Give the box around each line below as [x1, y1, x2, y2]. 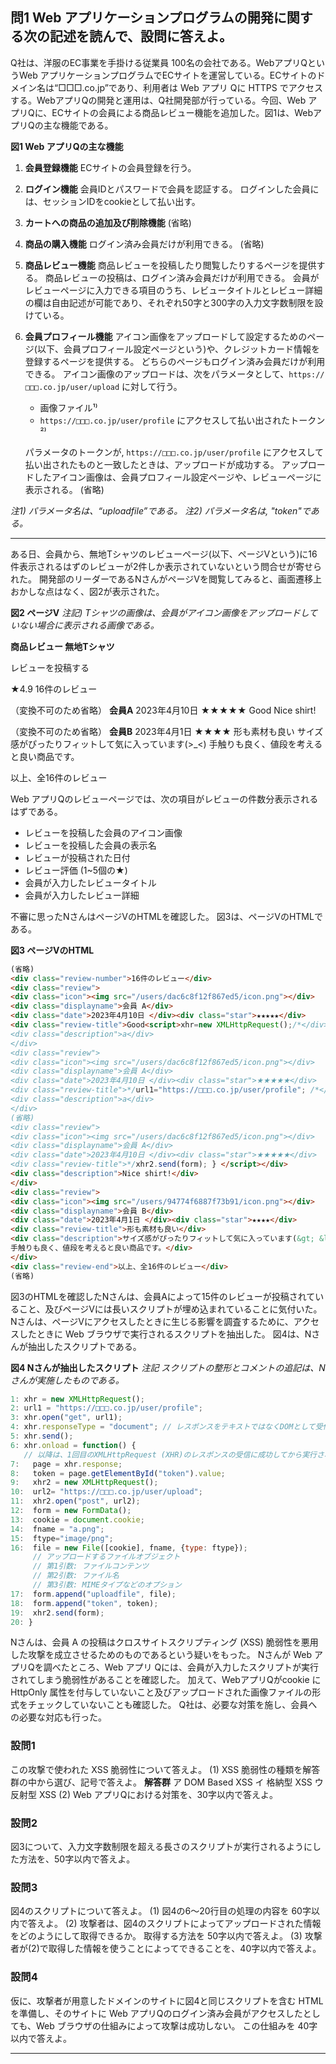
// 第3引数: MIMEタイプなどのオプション [32, 1580, 182, 1590]
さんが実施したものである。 [10, 1374, 125, 1386]
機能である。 [60, 119, 114, 131]
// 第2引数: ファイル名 [32, 1571, 120, 1581]
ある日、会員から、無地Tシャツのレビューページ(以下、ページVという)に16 [10, 548, 318, 560]
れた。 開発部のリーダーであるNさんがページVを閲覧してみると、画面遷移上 [10, 573, 322, 585]
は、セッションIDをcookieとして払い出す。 [24, 195, 201, 207]
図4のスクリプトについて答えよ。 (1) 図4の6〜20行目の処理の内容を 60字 [10, 1905, 312, 1917]
